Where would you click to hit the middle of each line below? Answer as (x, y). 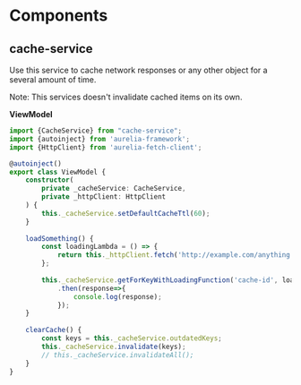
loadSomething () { (60, 238)
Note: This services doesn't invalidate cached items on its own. (126, 97)
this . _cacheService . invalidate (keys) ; (114, 346)
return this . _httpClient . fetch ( (117, 255)
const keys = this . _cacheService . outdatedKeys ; (132, 338)
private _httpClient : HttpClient (104, 197)
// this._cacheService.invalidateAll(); (118, 355)
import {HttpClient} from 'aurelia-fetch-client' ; (106, 147)
